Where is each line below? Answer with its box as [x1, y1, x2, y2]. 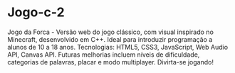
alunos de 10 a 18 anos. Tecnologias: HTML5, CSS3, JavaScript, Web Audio [7, 43, 229, 51]
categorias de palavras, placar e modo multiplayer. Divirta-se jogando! [7, 57, 214, 66]
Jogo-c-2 [7, 4, 66, 21]
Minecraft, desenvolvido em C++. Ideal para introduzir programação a [7, 35, 213, 43]
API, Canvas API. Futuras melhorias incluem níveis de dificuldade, [7, 50, 200, 59]
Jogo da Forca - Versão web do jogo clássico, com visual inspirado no [7, 28, 214, 36]
